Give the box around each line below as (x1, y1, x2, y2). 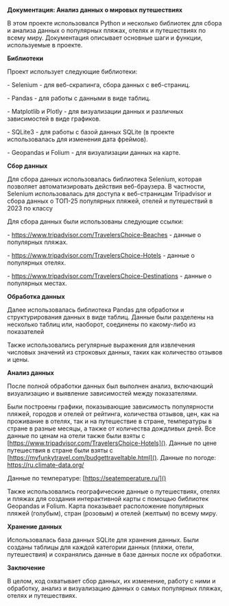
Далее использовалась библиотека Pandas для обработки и (7, 306, 184, 314)
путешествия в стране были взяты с (7, 446, 113, 454)
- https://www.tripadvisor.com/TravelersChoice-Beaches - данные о (7, 231, 202, 239)
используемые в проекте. (7, 41, 83, 49)
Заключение (7, 563, 46, 572)
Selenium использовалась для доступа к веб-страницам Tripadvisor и (7, 190, 212, 197)
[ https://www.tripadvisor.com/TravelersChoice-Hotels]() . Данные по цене (7, 439, 217, 447)
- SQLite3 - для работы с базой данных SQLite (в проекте (7, 128, 175, 136)
